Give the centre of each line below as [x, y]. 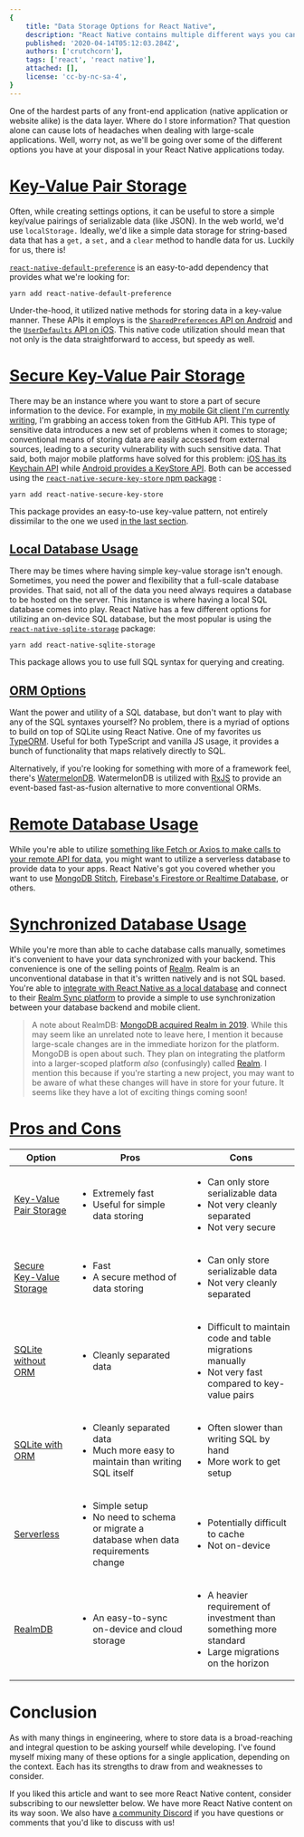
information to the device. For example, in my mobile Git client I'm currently [149, 410]
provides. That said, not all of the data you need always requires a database [151, 591]
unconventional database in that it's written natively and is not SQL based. [147, 978]
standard [227, 1640]
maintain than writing [138, 1461]
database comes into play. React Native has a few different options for [140, 610]
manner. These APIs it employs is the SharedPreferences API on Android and [151, 320]
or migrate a [119, 1528]
